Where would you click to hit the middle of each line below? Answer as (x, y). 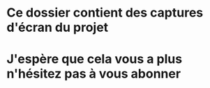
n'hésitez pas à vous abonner (94, 74)
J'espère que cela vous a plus (95, 59)
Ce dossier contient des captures (105, 13)
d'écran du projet (58, 27)
